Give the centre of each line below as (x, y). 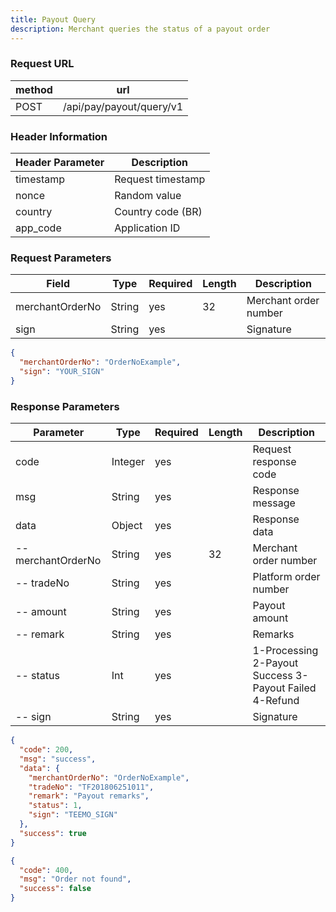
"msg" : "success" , (58, 759)
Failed (302, 688)
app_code (38, 228)
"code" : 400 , (46, 870)
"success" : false (55, 889)
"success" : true (53, 833)
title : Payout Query (53, 19)
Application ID (147, 228)
